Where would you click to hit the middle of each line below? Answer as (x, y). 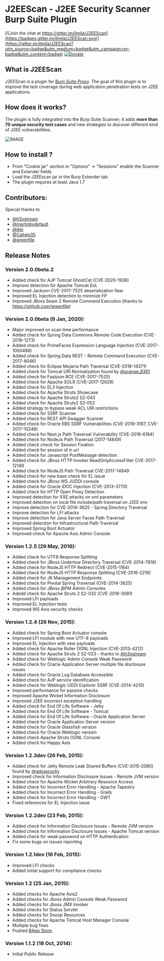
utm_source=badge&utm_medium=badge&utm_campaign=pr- (68, 49)
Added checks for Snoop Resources (49, 915)
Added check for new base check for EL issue (59, 476)
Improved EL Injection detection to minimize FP (59, 296)
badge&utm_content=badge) (34, 54)
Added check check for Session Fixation (53, 445)
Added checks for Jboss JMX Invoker (50, 904)
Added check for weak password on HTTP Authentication (70, 837)
